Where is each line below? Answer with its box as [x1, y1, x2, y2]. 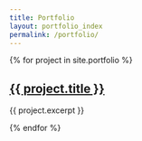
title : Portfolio [9, 13, 75, 23]
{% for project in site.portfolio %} [9, 55, 133, 66]
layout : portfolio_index [9, 22, 103, 31]
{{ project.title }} [9, 80, 106, 96]
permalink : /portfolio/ [9, 30, 99, 39]
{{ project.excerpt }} [9, 105, 84, 116]
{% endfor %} [9, 123, 62, 134]
